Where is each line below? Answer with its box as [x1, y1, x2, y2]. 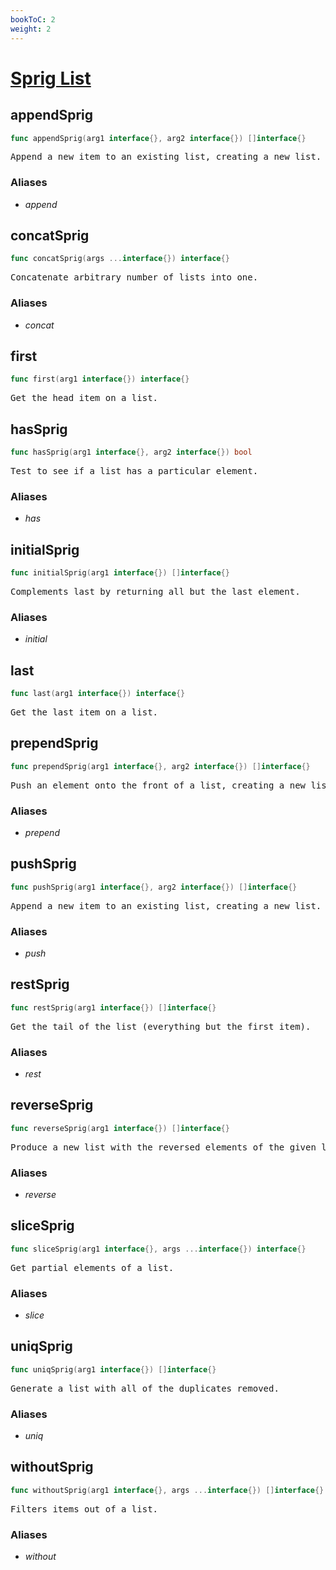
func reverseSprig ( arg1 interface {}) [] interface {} [10, 1123, 230, 1133]
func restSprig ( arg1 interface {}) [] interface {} [10, 1002, 217, 1013]
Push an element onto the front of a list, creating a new [10, 779, 307, 791]
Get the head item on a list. [10, 392, 159, 404]
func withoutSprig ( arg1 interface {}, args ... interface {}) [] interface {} [10, 1485, 325, 1495]
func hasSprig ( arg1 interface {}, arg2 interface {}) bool [10, 447, 253, 458]
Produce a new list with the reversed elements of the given [10, 1141, 317, 1153]
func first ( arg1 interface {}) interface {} [10, 374, 190, 385]
